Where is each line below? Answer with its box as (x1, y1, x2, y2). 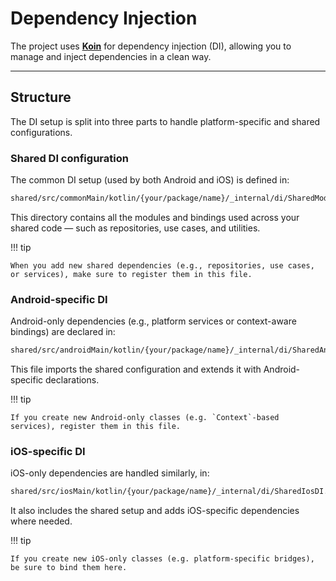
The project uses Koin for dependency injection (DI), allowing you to (10, 40, 292, 52)
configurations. (10, 126, 73, 138)
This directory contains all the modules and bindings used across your (10, 211, 300, 223)
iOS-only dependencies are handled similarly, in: (10, 467, 210, 479)
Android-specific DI (10, 292, 108, 306)
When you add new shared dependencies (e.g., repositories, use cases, (10, 260, 315, 271)
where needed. (10, 515, 73, 527)
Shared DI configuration (10, 151, 129, 165)
